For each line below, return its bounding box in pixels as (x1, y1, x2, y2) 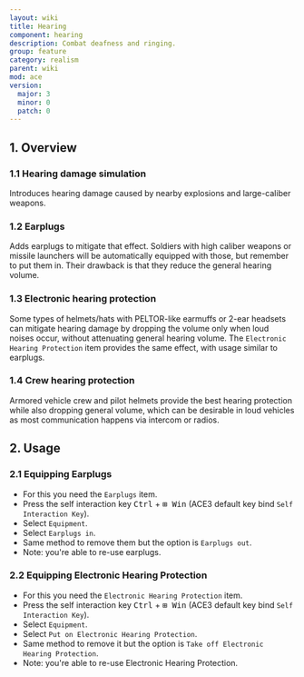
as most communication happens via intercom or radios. (9, 414, 220, 425)
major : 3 (17, 89, 51, 98)
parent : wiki (9, 65, 59, 74)
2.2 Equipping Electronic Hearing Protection (9, 569, 208, 582)
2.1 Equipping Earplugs (9, 468, 113, 481)
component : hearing (9, 30, 83, 39)
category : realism (9, 55, 79, 65)
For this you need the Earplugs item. (22, 488, 158, 500)
